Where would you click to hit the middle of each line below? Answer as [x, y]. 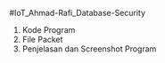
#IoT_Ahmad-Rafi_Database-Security [77, 13]
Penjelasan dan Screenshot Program [89, 49]
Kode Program [49, 30]
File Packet [42, 39]
